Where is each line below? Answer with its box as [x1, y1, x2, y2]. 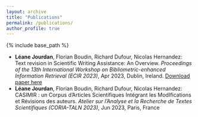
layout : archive [6, 8, 47, 15]
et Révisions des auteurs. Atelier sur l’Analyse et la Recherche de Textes [14, 98, 192, 105]
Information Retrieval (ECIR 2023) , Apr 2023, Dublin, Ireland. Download [14, 72, 190, 79]
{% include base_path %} [6, 42, 69, 49]
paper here [14, 79, 42, 86]
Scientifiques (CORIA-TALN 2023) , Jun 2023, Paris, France [14, 104, 160, 111]
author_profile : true [6, 25, 60, 32]
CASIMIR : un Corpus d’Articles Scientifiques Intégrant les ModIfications [14, 91, 192, 98]
